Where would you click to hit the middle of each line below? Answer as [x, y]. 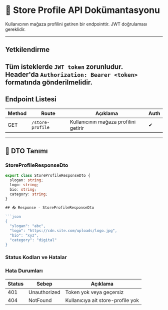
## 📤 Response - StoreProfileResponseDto [50, 208]
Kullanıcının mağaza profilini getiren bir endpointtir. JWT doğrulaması [76, 24]
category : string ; [29, 194]
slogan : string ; [26, 180]
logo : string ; [24, 185]
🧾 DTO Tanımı [27, 151]
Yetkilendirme [27, 50]
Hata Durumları [24, 271]
